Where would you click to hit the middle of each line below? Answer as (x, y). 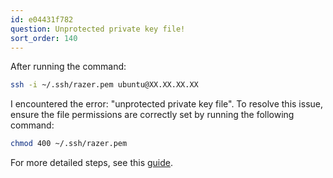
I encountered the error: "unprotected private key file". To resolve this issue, (167, 104)
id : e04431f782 (42, 19)
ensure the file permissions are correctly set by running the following (152, 115)
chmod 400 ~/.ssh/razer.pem (69, 144)
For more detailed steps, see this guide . (92, 163)
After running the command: (68, 67)
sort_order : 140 (44, 38)
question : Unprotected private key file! (98, 29)
